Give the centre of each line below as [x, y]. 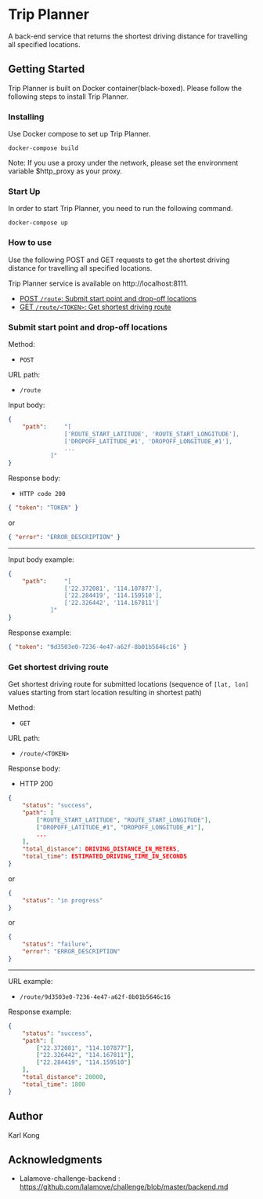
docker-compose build [43, 148]
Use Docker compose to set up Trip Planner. [79, 134]
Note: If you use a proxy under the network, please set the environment [123, 163]
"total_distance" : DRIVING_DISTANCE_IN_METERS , [101, 849]
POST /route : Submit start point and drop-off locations [108, 298]
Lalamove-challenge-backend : [70, 1179]
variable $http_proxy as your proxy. [65, 171]
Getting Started [47, 69]
